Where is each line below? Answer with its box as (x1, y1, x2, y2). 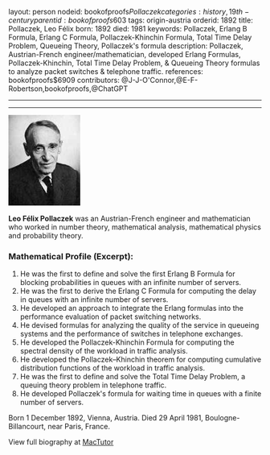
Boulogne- (204, 413, 240, 423)
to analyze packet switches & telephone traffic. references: (8, 67, 203, 76)
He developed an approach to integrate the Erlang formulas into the (19, 304, 243, 313)
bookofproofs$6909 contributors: (8, 76, 121, 85)
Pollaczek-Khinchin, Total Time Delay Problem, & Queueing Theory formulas (8, 58, 260, 68)
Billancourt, (8, 422, 47, 432)
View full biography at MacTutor (8, 437, 114, 447)
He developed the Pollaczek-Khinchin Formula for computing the (19, 337, 235, 347)
